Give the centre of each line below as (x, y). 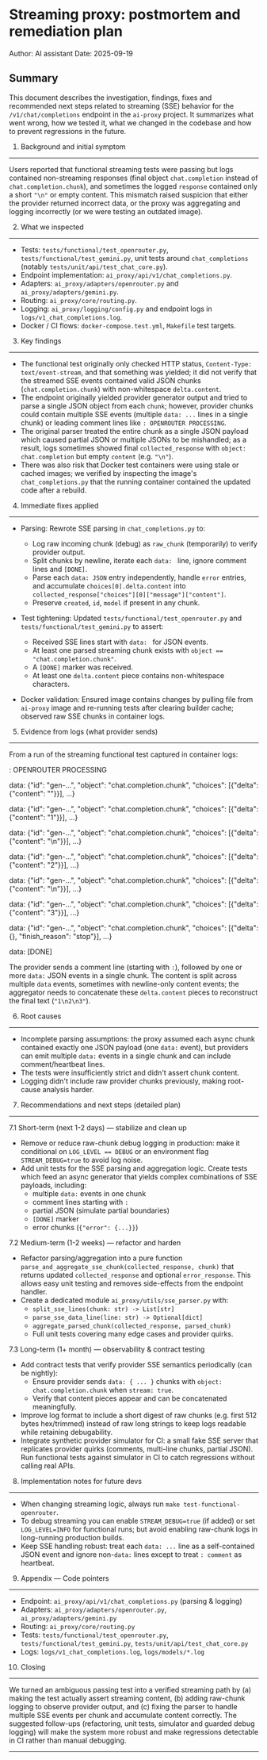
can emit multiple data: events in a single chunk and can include (126, 1056)
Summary (34, 78)
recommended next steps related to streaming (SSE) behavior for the (122, 105)
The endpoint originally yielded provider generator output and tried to (134, 397)
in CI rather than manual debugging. (68, 1740)
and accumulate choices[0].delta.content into (109, 585)
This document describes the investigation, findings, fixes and (111, 98)
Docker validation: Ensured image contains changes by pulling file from (137, 699)
